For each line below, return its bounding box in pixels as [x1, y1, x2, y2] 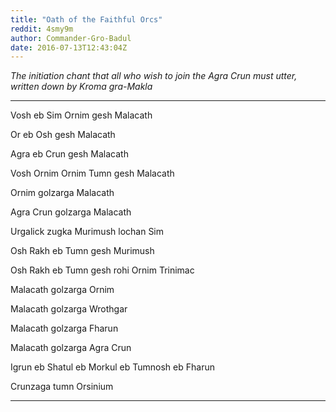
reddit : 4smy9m [10, 24, 74, 34]
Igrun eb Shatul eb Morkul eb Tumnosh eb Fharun [10, 361, 215, 373]
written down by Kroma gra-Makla [10, 81, 153, 93]
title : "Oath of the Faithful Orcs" [10, 14, 163, 25]
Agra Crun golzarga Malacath [10, 206, 132, 218]
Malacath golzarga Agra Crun [10, 342, 132, 354]
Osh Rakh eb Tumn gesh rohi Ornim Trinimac [10, 264, 195, 276]
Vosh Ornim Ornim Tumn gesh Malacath [10, 167, 175, 180]
